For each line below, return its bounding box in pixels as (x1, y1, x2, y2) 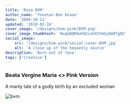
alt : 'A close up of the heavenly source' (14, 45, 106, 50)
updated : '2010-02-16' (5, 21, 54, 27)
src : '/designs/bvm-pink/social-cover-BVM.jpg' (14, 41, 118, 46)
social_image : (5, 36, 36, 41)
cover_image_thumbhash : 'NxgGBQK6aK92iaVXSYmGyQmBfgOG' (5, 31, 127, 36)
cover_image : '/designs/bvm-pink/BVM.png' (5, 27, 97, 32)
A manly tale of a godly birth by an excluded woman (5, 83, 115, 89)
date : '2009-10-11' (5, 17, 47, 22)
